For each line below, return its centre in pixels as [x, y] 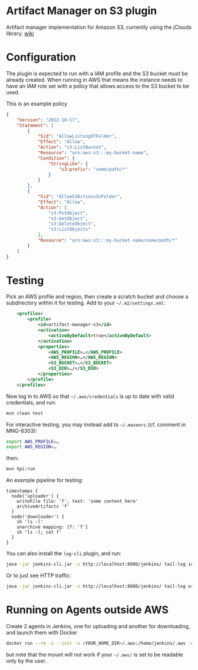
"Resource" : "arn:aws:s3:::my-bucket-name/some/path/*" [108, 240]
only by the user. [27, 661]
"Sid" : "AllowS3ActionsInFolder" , [80, 197]
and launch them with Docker [42, 632]
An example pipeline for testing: [45, 480]
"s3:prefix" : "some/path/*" [93, 169]
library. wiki [20, 33]
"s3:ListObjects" [70, 230]
